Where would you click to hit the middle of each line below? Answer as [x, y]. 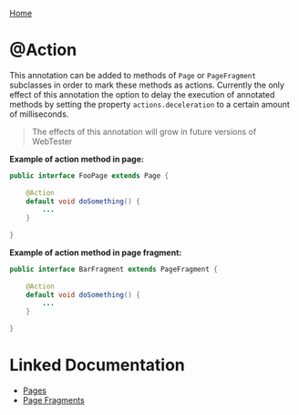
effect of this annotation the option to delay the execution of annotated [142, 94]
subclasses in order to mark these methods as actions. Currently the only [147, 85]
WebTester [52, 141]
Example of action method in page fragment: [96, 252]
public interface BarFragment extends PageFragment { [114, 269]
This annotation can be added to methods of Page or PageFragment [133, 75]
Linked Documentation [97, 365]
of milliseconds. [39, 114]
